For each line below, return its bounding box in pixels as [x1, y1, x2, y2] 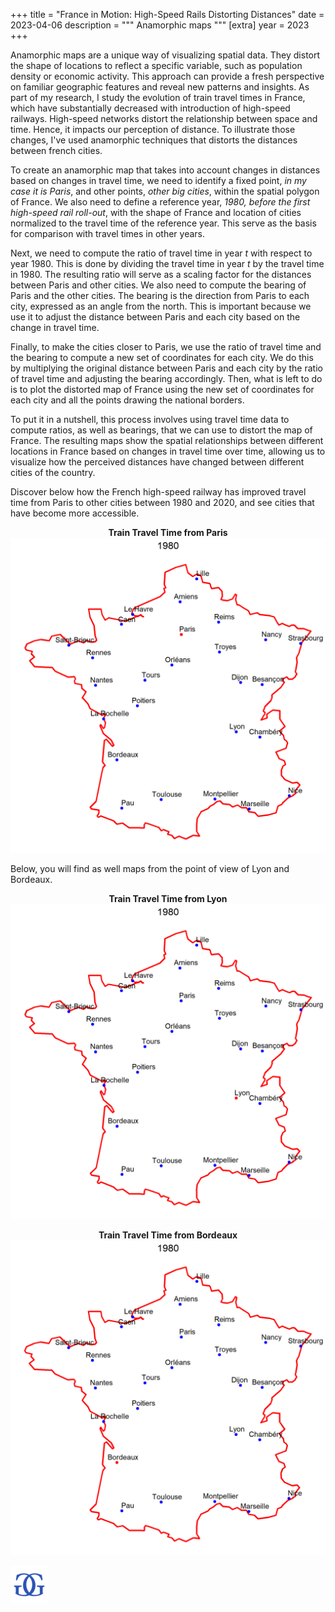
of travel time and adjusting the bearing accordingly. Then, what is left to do [10, 373, 323, 384]
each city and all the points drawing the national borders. [10, 394, 245, 406]
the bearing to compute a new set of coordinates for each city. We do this [10, 352, 314, 363]
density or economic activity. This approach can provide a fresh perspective [10, 70, 325, 82]
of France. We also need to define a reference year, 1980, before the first [10, 196, 311, 208]
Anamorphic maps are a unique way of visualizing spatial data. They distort [10, 49, 321, 61]
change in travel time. [10, 322, 100, 333]
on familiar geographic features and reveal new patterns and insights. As [10, 81, 310, 93]
